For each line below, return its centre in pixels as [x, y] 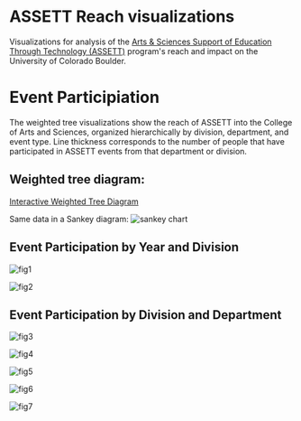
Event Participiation [85, 98]
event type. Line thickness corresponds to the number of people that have [147, 141]
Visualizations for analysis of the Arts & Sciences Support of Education [141, 42]
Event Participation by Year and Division [124, 247]
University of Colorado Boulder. [68, 61]
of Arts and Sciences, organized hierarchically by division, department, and [149, 132]
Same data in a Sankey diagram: [69, 219]
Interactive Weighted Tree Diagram [74, 201]
